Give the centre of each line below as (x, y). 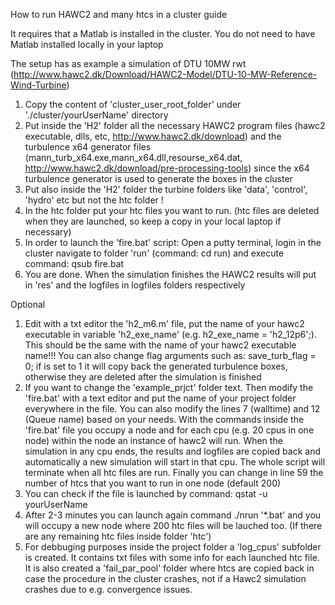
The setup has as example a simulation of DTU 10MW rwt (128, 63)
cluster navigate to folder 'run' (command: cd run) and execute (154, 253)
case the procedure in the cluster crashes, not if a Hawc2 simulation (165, 578)
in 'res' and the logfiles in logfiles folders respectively (135, 285)
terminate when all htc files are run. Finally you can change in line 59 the (174, 472)
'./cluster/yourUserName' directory (96, 115)
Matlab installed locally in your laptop (87, 44)
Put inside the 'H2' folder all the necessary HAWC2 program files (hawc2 (175, 125)
